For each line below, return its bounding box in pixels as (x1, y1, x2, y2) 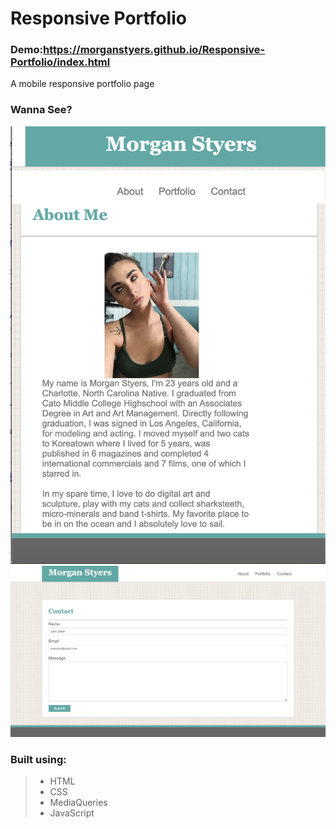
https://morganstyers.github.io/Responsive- (43, 43, 266, 57)
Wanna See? (10, 103, 73, 117)
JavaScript (49, 807, 95, 819)
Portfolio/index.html (10, 55, 111, 69)
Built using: (10, 753, 67, 767)
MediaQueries (49, 797, 108, 809)
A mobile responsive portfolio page (10, 78, 155, 90)
